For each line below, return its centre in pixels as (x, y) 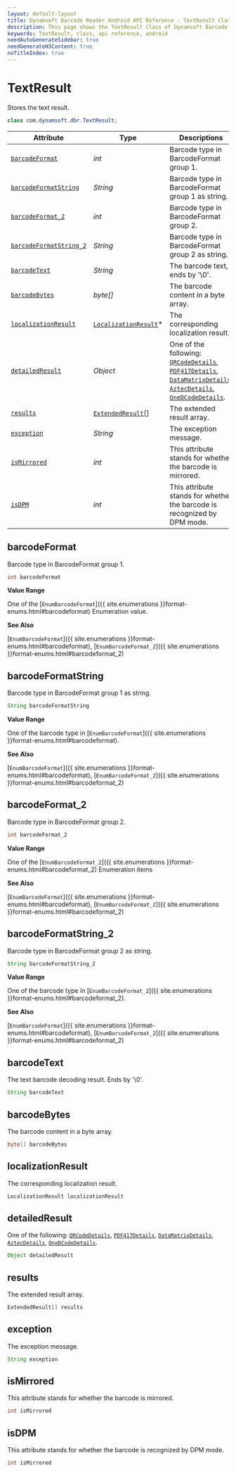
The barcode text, (199, 266)
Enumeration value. (120, 612)
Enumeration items (125, 869)
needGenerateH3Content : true (50, 47)
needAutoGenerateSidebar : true (53, 40)
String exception (33, 1359)
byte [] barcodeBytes (38, 1144)
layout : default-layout (42, 14)
